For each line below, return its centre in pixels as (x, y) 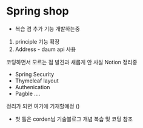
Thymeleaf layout (37, 81)
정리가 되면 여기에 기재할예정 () (43, 106)
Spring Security (35, 74)
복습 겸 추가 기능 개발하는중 (48, 29)
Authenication (32, 87)
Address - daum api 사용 (45, 49)
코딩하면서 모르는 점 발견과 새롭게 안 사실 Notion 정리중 (72, 62)
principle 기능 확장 (37, 41)
